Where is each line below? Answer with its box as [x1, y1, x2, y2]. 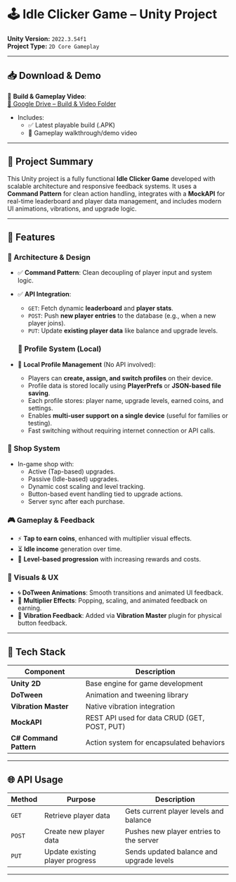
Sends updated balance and [125, 847, 218, 857]
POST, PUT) [85, 722, 126, 732]
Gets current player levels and [125, 807, 224, 816]
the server [125, 836, 159, 845]
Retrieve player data [44, 811, 111, 821]
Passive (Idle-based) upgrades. [27, 474, 119, 483]
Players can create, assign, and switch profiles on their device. [27, 373, 214, 382]
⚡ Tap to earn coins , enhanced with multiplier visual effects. [17, 534, 192, 543]
